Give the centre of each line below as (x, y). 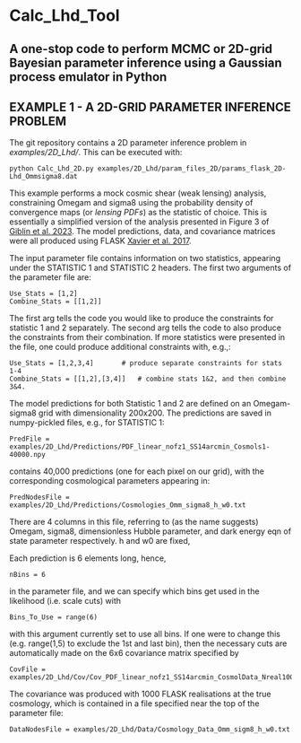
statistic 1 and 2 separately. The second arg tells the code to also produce (146, 328)
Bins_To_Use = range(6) (54, 617)
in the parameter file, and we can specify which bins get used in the (134, 591)
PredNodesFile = (39, 498)
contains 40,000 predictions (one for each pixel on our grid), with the (137, 471)
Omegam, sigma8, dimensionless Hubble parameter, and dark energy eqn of (150, 531)
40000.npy (28, 455)
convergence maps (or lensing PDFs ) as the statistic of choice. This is (138, 213)
